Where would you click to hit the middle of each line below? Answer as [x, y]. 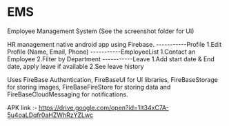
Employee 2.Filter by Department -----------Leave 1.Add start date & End [111, 59]
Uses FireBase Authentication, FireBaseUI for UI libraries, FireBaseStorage [113, 79]
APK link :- [22, 107]
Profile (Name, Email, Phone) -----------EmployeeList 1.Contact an [101, 52]
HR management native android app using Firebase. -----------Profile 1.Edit [114, 44]
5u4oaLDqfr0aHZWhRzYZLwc [50, 115]
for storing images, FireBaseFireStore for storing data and [89, 87]
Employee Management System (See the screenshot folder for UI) [101, 31]
